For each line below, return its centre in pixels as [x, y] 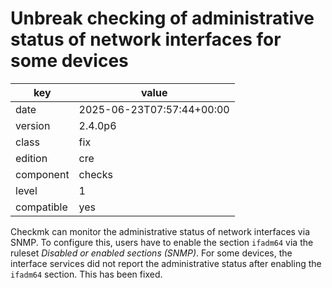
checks [95, 174]
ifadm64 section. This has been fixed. [86, 274]
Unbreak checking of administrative [162, 18]
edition [31, 158]
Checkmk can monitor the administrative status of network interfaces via [160, 231]
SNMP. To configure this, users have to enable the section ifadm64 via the [162, 242]
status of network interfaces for [146, 39]
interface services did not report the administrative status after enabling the [166, 263]
